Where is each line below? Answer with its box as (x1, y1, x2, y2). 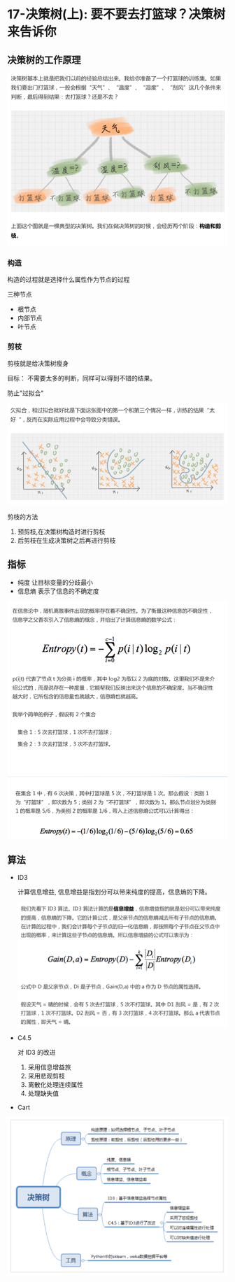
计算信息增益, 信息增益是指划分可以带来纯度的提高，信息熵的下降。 (17, 888, 211, 896)
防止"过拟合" (7, 389, 44, 397)
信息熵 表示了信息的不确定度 (17, 587, 99, 595)
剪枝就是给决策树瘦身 (7, 359, 69, 367)
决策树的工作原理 (7, 54, 81, 66)
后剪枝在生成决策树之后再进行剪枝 (17, 536, 116, 544)
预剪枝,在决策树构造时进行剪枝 (17, 527, 106, 536)
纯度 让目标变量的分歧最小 (17, 578, 93, 587)
